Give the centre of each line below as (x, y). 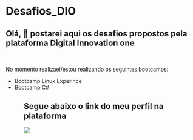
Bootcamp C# (32, 87)
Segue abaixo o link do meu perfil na (93, 106)
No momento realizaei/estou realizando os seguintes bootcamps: (87, 69)
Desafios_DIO (41, 11)
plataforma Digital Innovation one (70, 43)
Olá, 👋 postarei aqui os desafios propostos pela (96, 34)
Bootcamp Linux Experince (48, 81)
